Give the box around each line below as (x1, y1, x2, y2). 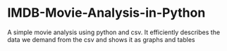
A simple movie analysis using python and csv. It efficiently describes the (7, 28, 221, 36)
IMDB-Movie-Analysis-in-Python (7, 5, 206, 21)
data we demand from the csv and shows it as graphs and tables (7, 35, 195, 43)
